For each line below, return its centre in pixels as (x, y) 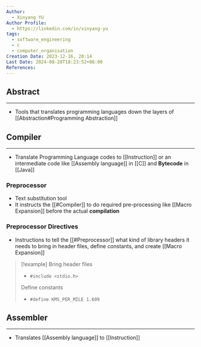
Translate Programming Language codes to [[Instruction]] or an (93, 157)
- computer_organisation (42, 51)
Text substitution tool (41, 198)
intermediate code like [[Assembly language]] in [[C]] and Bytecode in (102, 163)
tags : (13, 34)
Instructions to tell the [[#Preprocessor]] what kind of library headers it (102, 240)
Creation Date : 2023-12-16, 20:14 (49, 56)
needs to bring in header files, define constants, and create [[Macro (98, 246)
